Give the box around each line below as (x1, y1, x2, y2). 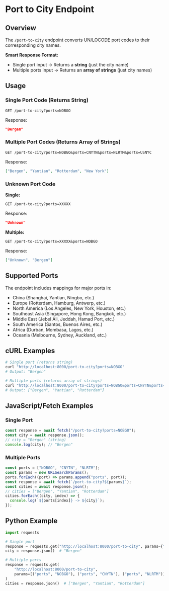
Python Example (5, 517, 58, 525)
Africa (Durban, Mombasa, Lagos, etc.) (12, 326, 94, 332)
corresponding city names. (5, 42, 61, 48)
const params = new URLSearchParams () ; (5, 470, 89, 475)
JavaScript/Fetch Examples (5, 401, 94, 410)
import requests (5, 530, 39, 535)
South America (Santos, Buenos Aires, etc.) (12, 321, 103, 327)
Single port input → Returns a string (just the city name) (12, 62, 129, 67)
